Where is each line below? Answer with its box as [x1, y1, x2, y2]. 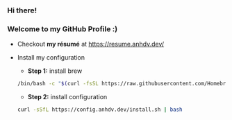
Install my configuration [17, 53, 85, 62]
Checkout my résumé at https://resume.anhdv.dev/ [17, 40, 165, 49]
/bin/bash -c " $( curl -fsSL [17, 80, 99, 87]
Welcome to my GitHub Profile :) [7, 24, 118, 33]
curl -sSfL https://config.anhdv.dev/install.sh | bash [17, 106, 183, 113]
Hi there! [7, 6, 38, 15]
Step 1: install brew [27, 67, 83, 75]
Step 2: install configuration [27, 93, 108, 101]
